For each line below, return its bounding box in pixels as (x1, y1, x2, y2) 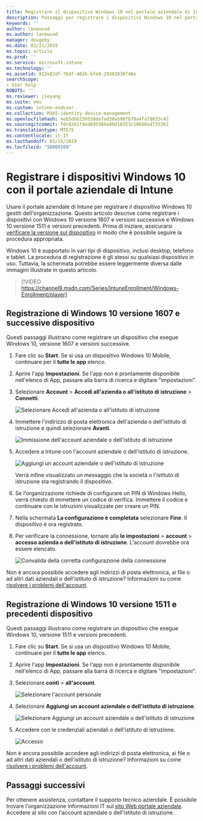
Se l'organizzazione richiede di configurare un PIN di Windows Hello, (14, 490, 187, 497)
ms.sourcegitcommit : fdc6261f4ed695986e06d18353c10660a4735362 (6, 122, 169, 128)
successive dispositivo (6, 317, 95, 328)
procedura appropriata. (6, 235, 65, 242)
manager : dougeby (6, 37, 50, 43)
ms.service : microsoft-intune (6, 59, 83, 65)
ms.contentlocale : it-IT (6, 133, 69, 139)
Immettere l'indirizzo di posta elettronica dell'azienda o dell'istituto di (14, 418, 187, 426)
